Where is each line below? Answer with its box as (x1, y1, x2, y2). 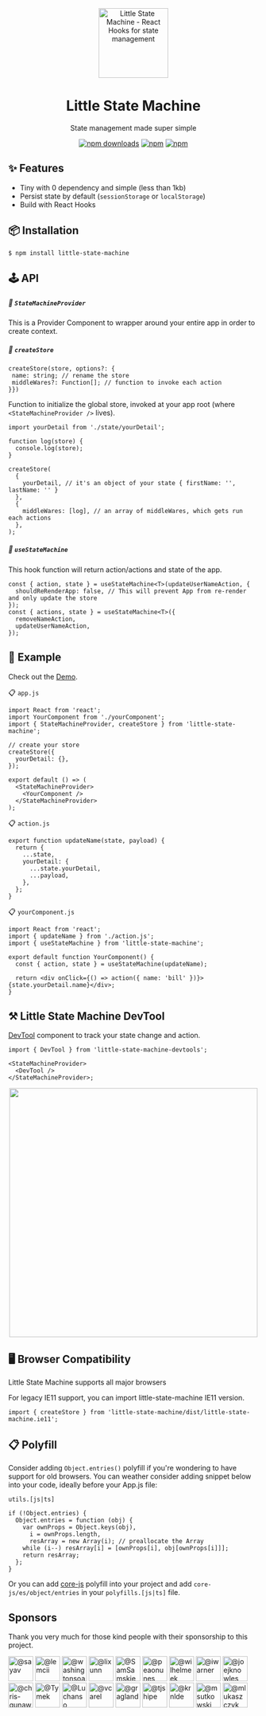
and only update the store (8, 594, 98, 602)
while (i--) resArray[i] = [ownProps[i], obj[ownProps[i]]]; (22, 1545, 229, 1553)
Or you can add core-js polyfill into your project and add (8, 1579, 192, 1589)
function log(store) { (8, 437, 83, 445)
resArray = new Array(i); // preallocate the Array (29, 1538, 204, 1546)
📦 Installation (8, 224, 79, 237)
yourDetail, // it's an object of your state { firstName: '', (22, 479, 237, 487)
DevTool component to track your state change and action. (8, 1031, 201, 1040)
